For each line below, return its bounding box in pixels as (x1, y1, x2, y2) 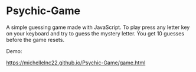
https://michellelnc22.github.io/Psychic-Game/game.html (6, 59, 146, 66)
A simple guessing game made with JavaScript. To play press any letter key (6, 24, 190, 31)
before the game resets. (6, 36, 65, 43)
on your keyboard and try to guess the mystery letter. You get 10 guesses (6, 30, 185, 37)
